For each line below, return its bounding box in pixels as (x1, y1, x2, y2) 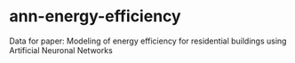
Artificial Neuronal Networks (9, 44, 113, 55)
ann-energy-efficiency (9, 6, 181, 27)
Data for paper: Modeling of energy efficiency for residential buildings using (9, 35, 287, 46)
